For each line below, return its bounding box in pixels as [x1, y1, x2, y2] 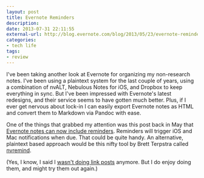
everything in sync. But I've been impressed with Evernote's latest [6, 90, 172, 97]
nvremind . [6, 147, 32, 154]
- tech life [6, 43, 36, 49]
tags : [6, 48, 20, 54]
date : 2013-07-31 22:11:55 [6, 25, 75, 32]
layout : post [6, 8, 39, 15]
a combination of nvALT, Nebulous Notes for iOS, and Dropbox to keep [6, 83, 183, 91]
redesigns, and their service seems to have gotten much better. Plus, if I [6, 96, 186, 104]
